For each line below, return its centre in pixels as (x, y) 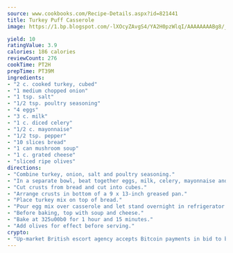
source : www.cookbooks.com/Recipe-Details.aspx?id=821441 (93, 14)
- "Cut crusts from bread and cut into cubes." (77, 187)
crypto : (18, 232)
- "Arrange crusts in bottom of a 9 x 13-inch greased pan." (97, 194)
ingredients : (26, 78)
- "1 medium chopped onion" (48, 91)
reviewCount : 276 (32, 59)
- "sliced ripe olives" (42, 162)
